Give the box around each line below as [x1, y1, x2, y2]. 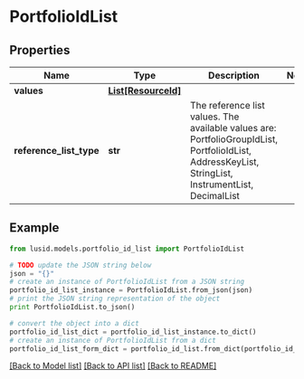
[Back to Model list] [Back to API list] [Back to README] [9, 360, 217, 372]
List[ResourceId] [108, 84, 182, 97]
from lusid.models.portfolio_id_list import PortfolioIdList [9, 244, 245, 253]
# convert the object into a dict [9, 318, 140, 327]
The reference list [189, 99, 265, 111]
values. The [189, 110, 240, 123]
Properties [9, 43, 71, 58]
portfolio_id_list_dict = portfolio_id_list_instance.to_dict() [9, 327, 257, 336]
